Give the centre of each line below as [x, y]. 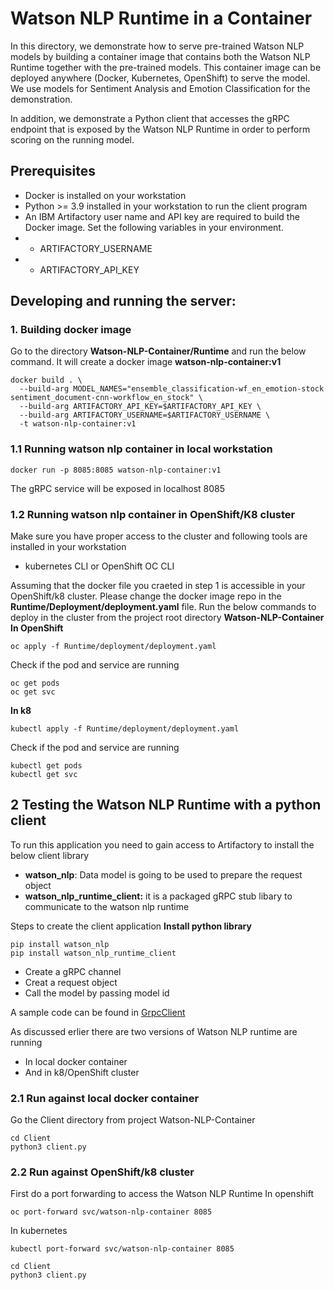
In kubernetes [39, 1231]
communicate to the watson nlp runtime [107, 906]
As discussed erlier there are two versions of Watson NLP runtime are [154, 1031]
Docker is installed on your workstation [105, 195]
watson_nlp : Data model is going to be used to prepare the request [163, 874]
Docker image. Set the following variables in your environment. [154, 227]
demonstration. [41, 99]
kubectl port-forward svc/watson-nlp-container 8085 [122, 1249]
